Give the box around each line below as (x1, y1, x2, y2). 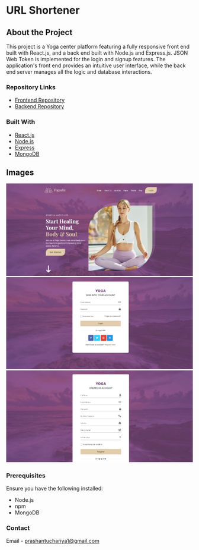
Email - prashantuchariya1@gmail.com (6, 538, 99, 545)
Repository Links (6, 83, 56, 91)
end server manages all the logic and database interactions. (6, 68, 152, 75)
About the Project (6, 27, 73, 37)
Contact (6, 524, 30, 532)
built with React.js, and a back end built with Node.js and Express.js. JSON (6, 49, 188, 56)
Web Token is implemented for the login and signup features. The (6, 56, 166, 62)
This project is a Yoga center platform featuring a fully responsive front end (6, 43, 190, 50)
